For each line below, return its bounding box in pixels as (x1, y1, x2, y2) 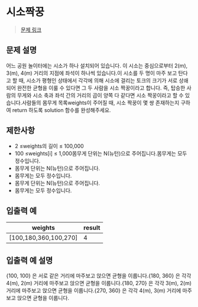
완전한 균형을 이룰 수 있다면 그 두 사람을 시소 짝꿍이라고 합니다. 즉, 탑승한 (17, 84, 186, 91)
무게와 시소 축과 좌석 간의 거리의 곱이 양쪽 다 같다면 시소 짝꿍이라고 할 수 (17, 91, 184, 98)
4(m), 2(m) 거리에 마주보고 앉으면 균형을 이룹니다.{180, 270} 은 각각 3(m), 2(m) (6, 280, 192, 287)
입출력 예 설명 (6, 255, 53, 266)
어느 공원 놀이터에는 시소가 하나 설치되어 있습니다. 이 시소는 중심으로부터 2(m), (6, 62, 188, 69)
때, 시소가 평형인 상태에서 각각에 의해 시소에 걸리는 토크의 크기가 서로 (18, 76, 178, 84)
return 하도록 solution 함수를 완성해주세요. (12, 106, 111, 113)
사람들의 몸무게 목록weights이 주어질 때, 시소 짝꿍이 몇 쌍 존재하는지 (21, 99, 180, 106)
